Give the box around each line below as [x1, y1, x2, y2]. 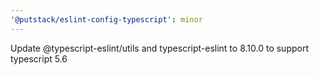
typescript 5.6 [10, 52, 68, 65]
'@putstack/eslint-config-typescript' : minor [10, 14, 203, 25]
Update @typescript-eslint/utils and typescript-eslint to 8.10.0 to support [10, 42, 309, 54]
